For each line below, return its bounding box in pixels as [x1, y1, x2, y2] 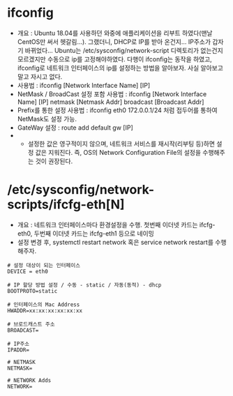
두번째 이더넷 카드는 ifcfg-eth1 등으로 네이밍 [33, 229, 155, 238]
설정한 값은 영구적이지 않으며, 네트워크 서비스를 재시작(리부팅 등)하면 [27, 139, 215, 148]
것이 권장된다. [35, 157, 73, 165]
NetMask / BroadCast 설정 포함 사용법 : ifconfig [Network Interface [17, 89, 207, 98]
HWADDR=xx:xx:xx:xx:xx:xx [7, 307, 82, 314]
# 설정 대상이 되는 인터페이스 [7, 261, 81, 269]
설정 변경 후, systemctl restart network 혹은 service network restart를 [17, 238, 214, 246]
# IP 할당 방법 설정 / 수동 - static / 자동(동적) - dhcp [7, 281, 162, 289]
